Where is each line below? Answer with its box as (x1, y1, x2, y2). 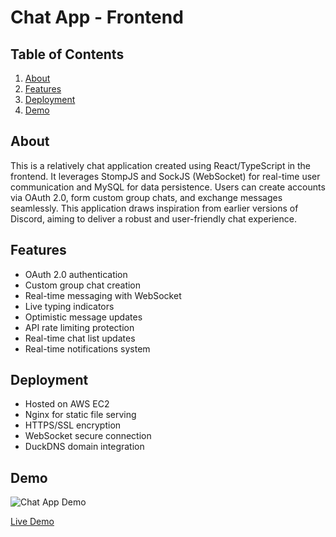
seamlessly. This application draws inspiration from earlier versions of (10, 202, 299, 214)
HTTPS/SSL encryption (24, 419, 122, 431)
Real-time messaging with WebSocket (24, 289, 182, 301)
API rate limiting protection (24, 321, 135, 333)
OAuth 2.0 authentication (24, 268, 128, 280)
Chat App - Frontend (10, 6, 184, 29)
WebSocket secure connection (24, 430, 152, 442)
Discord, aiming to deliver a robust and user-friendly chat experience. (10, 212, 297, 225)
